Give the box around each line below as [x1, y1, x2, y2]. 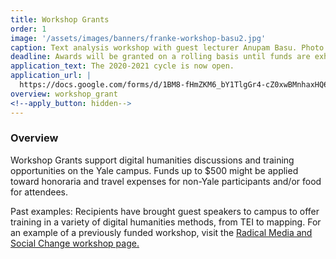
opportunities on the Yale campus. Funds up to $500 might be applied [10, 164, 299, 176]
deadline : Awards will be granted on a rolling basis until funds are [10, 52, 311, 62]
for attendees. [10, 186, 69, 198]
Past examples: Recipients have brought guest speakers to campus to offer [10, 205, 320, 217]
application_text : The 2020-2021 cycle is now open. [10, 61, 235, 71]
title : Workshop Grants [10, 14, 110, 25]
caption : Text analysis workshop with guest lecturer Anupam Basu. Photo [10, 42, 325, 53]
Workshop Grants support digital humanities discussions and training [10, 154, 295, 166]
